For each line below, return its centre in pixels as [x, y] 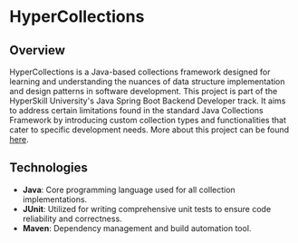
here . [19, 139]
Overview [38, 50]
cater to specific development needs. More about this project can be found [149, 130]
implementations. [55, 199]
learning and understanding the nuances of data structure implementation [147, 82]
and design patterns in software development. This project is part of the [144, 91]
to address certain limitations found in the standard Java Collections [137, 110]
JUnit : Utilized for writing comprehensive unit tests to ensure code [147, 209]
